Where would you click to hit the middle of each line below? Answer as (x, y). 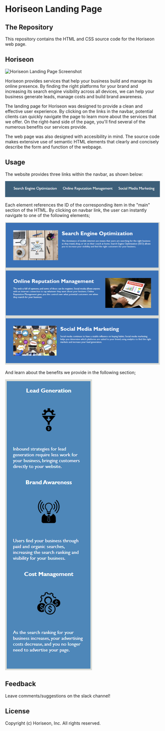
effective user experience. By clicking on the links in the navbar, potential (79, 111)
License (17, 711)
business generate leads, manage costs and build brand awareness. (74, 96)
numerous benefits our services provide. (46, 127)
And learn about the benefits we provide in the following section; (70, 373)
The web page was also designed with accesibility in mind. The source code (82, 136)
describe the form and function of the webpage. (54, 147)
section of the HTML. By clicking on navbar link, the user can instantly (76, 210)
